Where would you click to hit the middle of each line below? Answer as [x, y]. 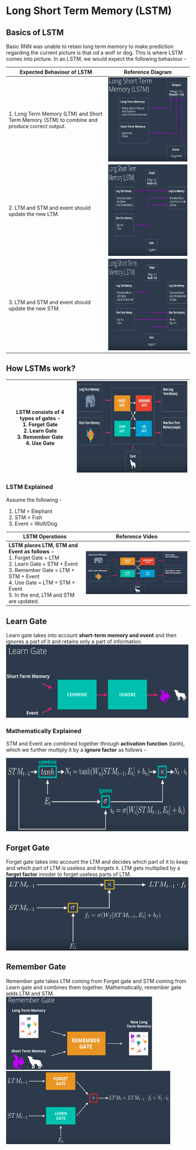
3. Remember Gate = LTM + [41, 570]
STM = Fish [28, 517]
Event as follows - [31, 551]
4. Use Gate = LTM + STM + [42, 582]
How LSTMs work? [41, 369]
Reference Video [137, 536]
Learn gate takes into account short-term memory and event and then [91, 635]
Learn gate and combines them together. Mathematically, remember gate [94, 987]
